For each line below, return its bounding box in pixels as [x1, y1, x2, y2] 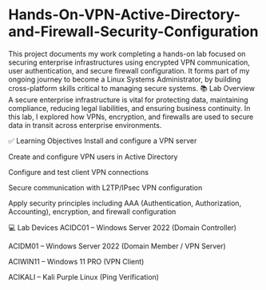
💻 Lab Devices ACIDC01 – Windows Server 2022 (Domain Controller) [8, 222, 237, 232]
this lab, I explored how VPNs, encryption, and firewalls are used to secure [8, 112, 254, 121]
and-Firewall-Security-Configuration [8, 22, 259, 41]
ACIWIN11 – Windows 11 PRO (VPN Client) [8, 256, 145, 266]
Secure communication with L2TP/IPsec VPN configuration [8, 182, 203, 193]
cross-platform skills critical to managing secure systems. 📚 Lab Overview [8, 83, 256, 93]
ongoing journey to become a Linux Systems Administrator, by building [8, 74, 241, 84]
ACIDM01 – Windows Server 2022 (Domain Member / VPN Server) [8, 241, 226, 251]
